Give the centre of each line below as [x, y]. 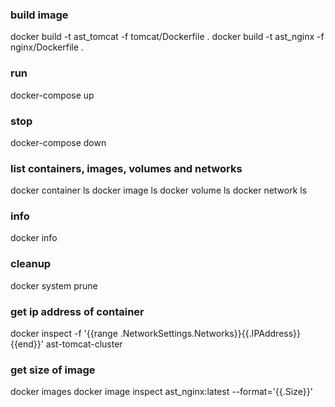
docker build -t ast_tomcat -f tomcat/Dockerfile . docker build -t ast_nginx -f [167, 37]
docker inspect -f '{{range [64, 334]
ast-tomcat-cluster [84, 344]
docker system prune [54, 285]
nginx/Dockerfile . [47, 47]
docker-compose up [52, 95]
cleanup [31, 264]
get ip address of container [77, 311]
